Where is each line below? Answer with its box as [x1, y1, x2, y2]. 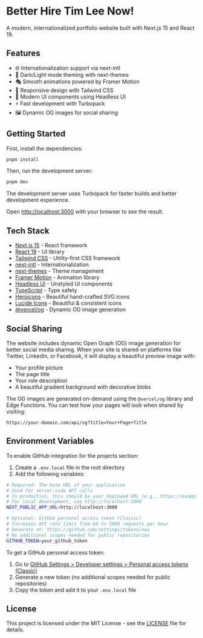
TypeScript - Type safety [14, 287, 77, 294]
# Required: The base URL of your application [6, 482, 126, 488]
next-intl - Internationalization [14, 261, 89, 269]
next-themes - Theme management [14, 267, 104, 275]
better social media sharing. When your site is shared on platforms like [6, 346, 182, 353]
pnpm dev [6, 179, 28, 185]
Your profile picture [14, 364, 63, 371]
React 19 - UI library [14, 248, 65, 255]
